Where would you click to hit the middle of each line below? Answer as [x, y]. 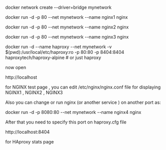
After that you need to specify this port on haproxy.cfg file [66, 122]
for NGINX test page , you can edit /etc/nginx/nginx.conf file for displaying [83, 87]
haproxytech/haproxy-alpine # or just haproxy [53, 57]
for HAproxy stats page [30, 142]
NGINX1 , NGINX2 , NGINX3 [34, 93]
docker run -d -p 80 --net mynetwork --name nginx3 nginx [67, 37]
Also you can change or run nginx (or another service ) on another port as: [83, 102]
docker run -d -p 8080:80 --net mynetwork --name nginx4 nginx [73, 112]
